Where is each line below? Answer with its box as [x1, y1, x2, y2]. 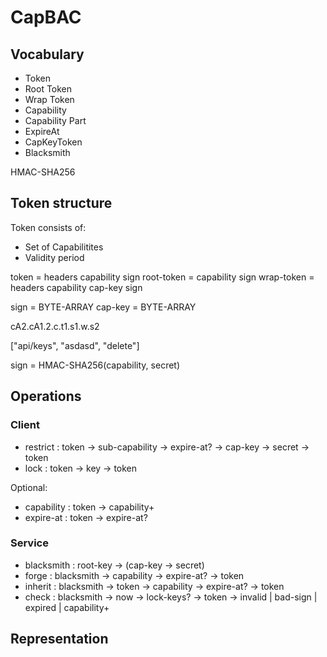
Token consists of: [10, 221, 87, 233]
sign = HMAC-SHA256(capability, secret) [10, 359, 181, 371]
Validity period [24, 251, 85, 263]
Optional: [10, 481, 48, 493]
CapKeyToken [24, 136, 83, 148]
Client [10, 418, 40, 432]
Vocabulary [10, 46, 85, 63]
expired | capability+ [24, 601, 110, 613]
